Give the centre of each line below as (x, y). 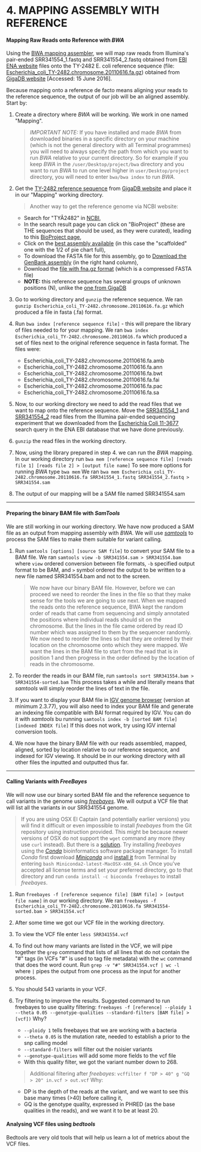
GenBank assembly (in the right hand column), (81, 262)
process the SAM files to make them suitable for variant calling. (84, 539)
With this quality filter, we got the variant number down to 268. (101, 1062)
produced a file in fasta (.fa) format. (59, 312)
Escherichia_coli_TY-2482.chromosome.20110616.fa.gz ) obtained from (93, 72)
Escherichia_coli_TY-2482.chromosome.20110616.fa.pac (93, 386)
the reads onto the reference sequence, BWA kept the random (106, 607)
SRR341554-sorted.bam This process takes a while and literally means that (104, 682)
